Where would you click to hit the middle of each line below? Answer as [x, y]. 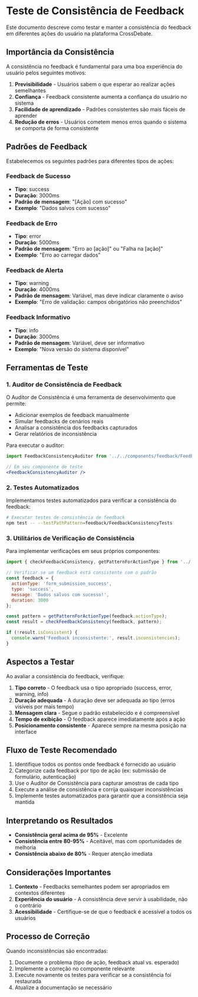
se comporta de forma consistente [57, 128]
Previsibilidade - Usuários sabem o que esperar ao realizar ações [95, 84]
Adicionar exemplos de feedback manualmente [72, 415]
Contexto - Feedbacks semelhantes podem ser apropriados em [92, 887]
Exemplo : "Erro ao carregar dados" [58, 255]
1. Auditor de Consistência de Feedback [64, 384]
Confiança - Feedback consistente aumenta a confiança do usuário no [101, 96]
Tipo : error [28, 236]
